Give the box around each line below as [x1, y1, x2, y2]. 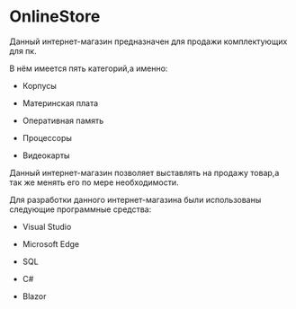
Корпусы [22, 80, 57, 91]
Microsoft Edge [22, 238, 80, 249]
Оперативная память [22, 115, 104, 126]
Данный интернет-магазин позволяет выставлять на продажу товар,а [9, 167, 280, 178]
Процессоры [22, 132, 72, 143]
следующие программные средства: [9, 204, 152, 215]
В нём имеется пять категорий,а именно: [9, 63, 168, 74]
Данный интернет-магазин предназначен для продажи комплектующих [9, 36, 288, 47]
